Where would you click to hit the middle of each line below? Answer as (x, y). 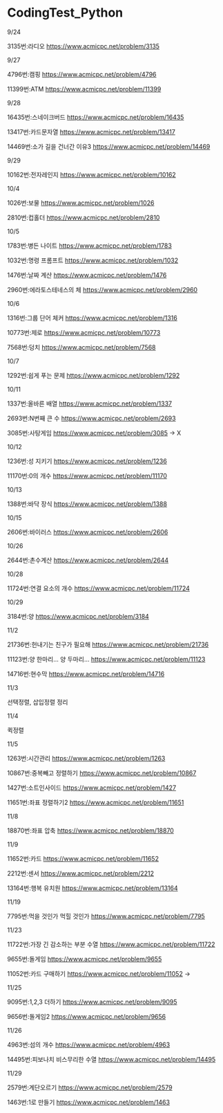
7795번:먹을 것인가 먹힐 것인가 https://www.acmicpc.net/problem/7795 (106, 916)
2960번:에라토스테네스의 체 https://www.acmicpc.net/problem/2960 (103, 289)
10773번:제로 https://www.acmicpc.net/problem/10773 (84, 332)
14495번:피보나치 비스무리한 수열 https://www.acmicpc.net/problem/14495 (111, 1059)
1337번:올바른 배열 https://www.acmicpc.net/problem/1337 (90, 404)
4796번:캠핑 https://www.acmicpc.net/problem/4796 (82, 74)
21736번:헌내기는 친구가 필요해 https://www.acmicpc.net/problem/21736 (108, 644)
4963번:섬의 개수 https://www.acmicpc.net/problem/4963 (89, 1044)
